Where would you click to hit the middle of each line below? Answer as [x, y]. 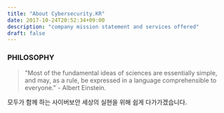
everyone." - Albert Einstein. [65, 87]
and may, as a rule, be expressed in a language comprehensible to [120, 80]
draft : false [26, 33]
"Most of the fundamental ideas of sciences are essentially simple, [121, 73]
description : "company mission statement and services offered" [103, 27]
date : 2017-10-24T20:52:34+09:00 [56, 20]
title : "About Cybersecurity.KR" [56, 14]
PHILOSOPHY [31, 58]
